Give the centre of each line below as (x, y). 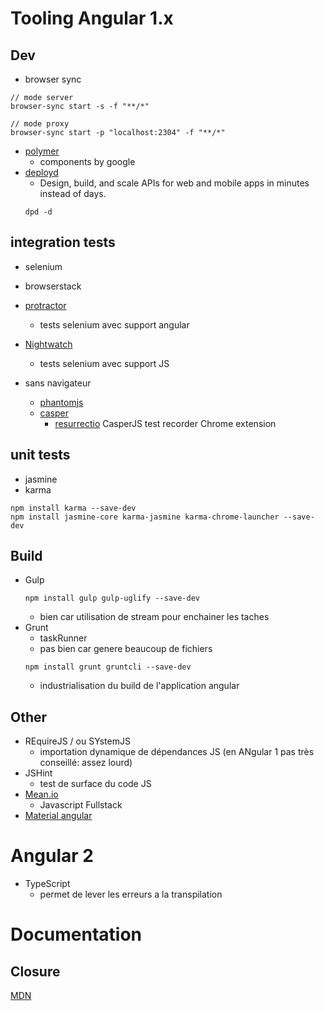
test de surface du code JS (95, 784)
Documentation (76, 934)
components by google (87, 161)
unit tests (40, 455)
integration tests (63, 242)
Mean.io (41, 794)
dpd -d (38, 212)
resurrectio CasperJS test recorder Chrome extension (165, 423)
